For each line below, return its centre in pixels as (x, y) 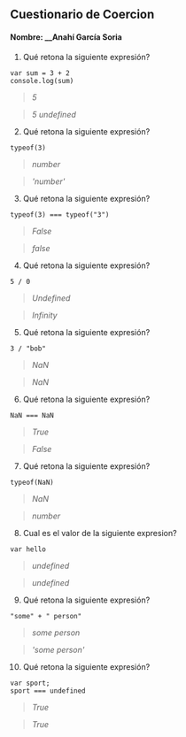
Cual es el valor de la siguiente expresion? (100, 533)
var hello (28, 549)
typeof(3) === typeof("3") (60, 215)
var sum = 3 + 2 (40, 73)
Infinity (44, 315)
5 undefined (54, 114)
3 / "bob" (28, 349)
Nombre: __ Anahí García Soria (66, 37)
